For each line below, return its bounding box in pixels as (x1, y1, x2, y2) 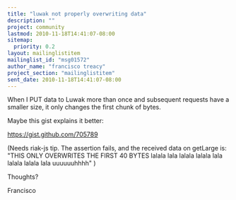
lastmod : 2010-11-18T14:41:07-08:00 (7, 30, 115, 37)
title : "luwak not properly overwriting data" (7, 10, 147, 18)
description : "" (7, 17, 55, 24)
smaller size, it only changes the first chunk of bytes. (7, 103, 161, 112)
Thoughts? (7, 172, 39, 181)
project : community (7, 23, 65, 30)
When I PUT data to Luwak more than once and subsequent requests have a (7, 95, 230, 104)
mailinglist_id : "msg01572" (7, 57, 90, 64)
